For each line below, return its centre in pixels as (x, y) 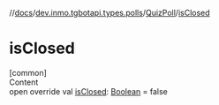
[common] (28, 72)
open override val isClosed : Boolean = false (88, 91)
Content (24, 82)
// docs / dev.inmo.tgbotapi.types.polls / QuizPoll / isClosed (109, 13)
